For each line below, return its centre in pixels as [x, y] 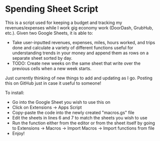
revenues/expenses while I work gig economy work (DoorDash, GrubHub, [79, 27]
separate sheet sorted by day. [42, 58]
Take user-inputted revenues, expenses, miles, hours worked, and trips [83, 42]
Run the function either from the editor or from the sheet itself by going [83, 123]
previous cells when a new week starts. [52, 68]
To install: [15, 93]
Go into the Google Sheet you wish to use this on [61, 102]
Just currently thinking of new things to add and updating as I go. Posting [79, 78]
